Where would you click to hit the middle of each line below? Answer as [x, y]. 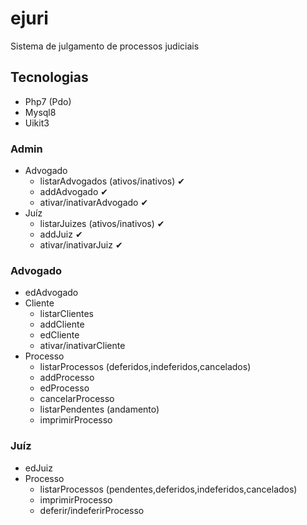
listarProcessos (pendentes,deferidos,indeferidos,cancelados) [168, 489]
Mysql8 [40, 112]
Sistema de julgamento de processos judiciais [105, 46]
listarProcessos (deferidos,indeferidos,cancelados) [145, 367]
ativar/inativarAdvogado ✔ [94, 203]
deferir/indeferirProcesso [92, 510]
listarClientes [66, 314]
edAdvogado [51, 293]
